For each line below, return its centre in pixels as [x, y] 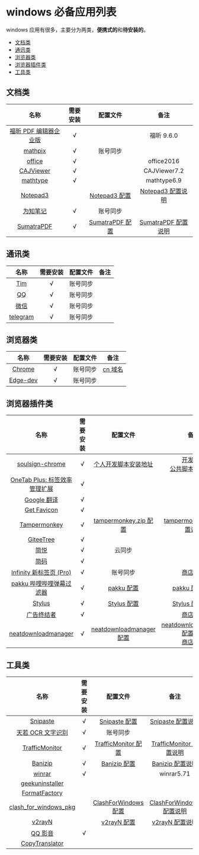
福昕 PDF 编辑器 [32, 131]
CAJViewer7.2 [164, 171]
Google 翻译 [41, 500]
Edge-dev [23, 380]
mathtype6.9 [164, 180]
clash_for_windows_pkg [42, 807]
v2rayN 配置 [118, 822]
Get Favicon [41, 510]
